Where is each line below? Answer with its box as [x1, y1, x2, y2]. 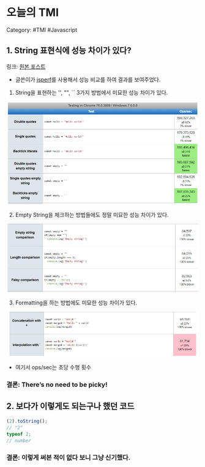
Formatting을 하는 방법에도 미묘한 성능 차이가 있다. [15, 299, 138, 306]
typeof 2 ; [6, 432, 32, 438]
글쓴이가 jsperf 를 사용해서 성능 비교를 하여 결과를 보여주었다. [15, 76, 161, 83]
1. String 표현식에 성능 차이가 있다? [6, 45, 132, 56]
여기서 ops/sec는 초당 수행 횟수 [15, 363, 92, 370]
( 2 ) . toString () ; [6, 418, 48, 425]
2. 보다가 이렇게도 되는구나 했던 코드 [6, 401, 135, 411]
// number [6, 438, 32, 444]
